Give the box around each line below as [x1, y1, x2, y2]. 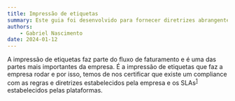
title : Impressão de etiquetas [7, 10, 99, 17]
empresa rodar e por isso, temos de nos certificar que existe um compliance [7, 70, 227, 79]
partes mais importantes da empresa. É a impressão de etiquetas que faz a [7, 63, 223, 71]
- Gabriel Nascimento [20, 29, 83, 37]
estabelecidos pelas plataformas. [7, 86, 103, 94]
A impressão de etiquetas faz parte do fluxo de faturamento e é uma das [7, 55, 217, 63]
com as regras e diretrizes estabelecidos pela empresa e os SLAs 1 [7, 77, 198, 87]
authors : [7, 23, 33, 30]
